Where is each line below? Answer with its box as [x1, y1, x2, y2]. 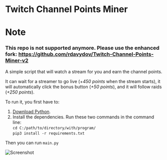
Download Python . [12, 108, 51, 114]
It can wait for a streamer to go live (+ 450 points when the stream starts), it [5, 78, 160, 84]
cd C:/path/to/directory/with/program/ [12, 125, 96, 130]
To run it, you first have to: [5, 99, 60, 105]
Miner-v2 [5, 57, 29, 64]
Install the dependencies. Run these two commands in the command [12, 114, 154, 120]
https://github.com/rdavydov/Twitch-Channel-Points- [18, 51, 154, 58]
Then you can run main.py [5, 139, 59, 145]
